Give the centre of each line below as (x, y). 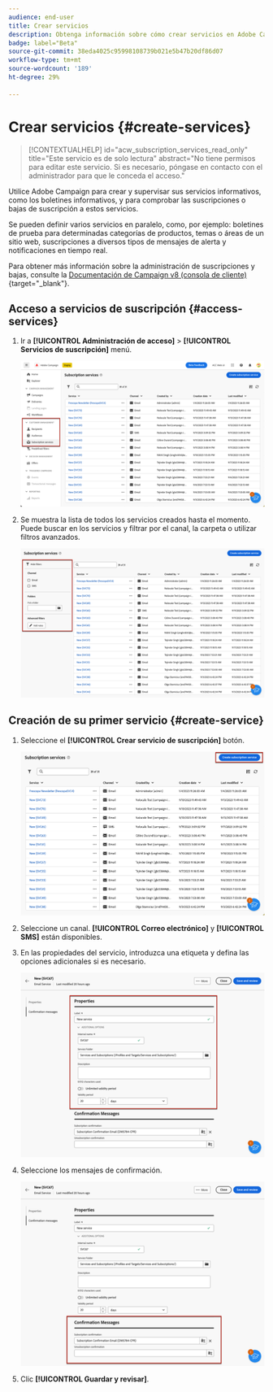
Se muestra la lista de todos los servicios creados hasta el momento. (135, 520)
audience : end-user (41, 17)
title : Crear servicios (49, 26)
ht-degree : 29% (34, 77)
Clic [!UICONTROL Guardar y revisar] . (84, 1379)
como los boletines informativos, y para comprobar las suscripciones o (127, 200)
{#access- (215, 309)
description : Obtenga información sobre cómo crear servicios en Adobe (132, 34)
